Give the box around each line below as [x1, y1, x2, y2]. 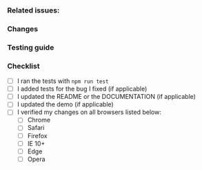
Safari [27, 124, 45, 132]
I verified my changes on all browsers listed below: [17, 108, 162, 116]
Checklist [7, 61, 40, 70]
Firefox [27, 131, 48, 140]
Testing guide [7, 42, 54, 52]
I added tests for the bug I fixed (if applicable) [17, 85, 148, 93]
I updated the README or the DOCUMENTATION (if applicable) [17, 93, 196, 101]
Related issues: [7, 6, 60, 15]
